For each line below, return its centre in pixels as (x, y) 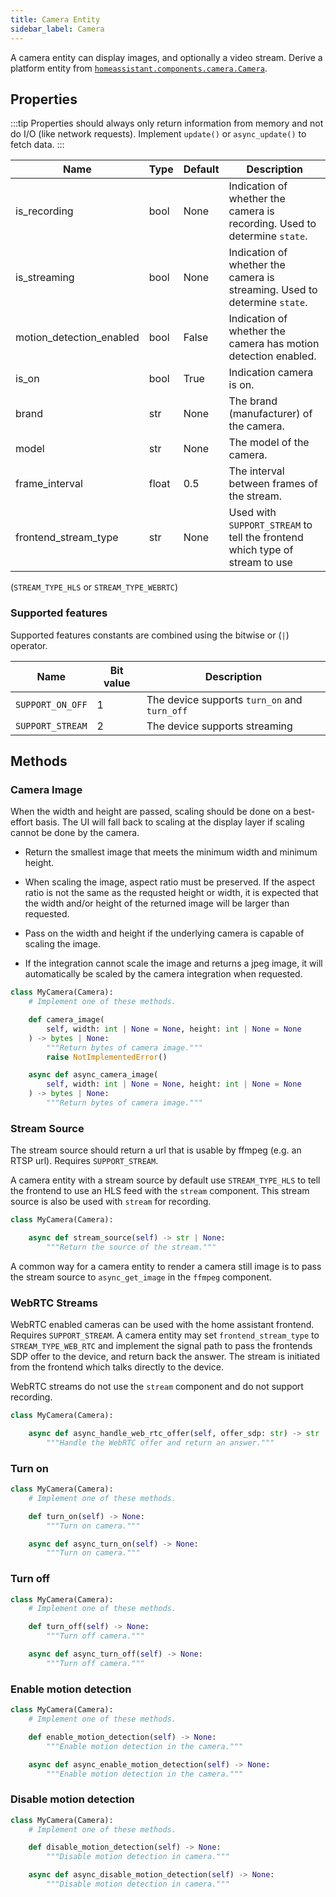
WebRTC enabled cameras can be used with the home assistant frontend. (162, 1325)
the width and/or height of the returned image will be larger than (157, 903)
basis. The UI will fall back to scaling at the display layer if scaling (169, 822)
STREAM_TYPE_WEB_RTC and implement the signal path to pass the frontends (161, 1346)
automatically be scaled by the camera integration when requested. (163, 974)
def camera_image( (66, 1020)
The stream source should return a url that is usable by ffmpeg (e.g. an (156, 1150)
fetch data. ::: (37, 145)
